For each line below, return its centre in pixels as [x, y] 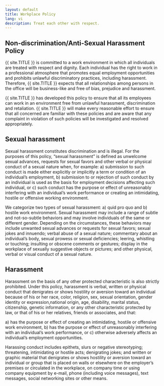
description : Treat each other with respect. [52, 23]
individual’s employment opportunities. [44, 338]
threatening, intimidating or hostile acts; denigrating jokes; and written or [78, 352]
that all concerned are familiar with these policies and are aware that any [78, 114]
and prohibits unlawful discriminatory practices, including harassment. [76, 78]
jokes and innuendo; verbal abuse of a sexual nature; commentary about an [81, 233]
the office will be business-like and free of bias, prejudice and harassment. [80, 89]
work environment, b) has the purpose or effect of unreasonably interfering [81, 327]
